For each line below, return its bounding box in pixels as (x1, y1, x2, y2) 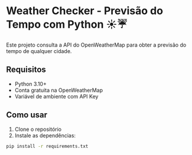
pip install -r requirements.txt (6, 143, 89, 149)
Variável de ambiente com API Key (14, 93, 99, 100)
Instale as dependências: (14, 131, 76, 139)
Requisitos (6, 65, 46, 75)
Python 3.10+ (14, 80, 47, 87)
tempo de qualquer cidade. (6, 47, 72, 54)
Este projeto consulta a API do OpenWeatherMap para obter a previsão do (6, 41, 187, 48)
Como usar (6, 110, 48, 120)
